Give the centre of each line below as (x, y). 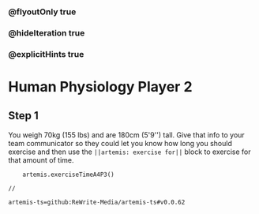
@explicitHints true (46, 54)
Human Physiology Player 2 (100, 86)
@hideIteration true (47, 32)
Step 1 (24, 116)
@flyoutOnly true (42, 12)
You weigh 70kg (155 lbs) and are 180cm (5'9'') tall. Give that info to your (126, 135)
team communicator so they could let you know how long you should (120, 143)
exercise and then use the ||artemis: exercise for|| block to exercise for (129, 152)
